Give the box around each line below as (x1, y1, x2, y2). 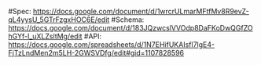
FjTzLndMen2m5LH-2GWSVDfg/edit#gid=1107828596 (8, 49, 185, 57)
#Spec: (8, 7, 31, 16)
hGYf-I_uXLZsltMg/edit (8, 31, 83, 41)
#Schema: (111, 15, 145, 24)
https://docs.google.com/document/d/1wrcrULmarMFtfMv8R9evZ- (32, 7, 250, 16)
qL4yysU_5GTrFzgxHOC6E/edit (8, 15, 110, 24)
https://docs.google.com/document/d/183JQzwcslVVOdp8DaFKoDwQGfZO (8, 23, 253, 32)
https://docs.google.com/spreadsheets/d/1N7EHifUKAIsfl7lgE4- (8, 40, 215, 49)
